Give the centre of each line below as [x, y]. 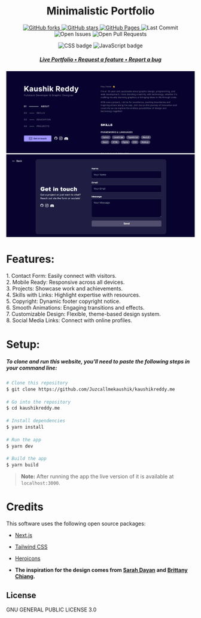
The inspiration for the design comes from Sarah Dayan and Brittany [101, 570]
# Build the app [26, 459]
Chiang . [25, 577]
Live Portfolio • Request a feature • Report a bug [100, 59]
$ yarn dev [20, 446]
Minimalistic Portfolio [100, 11]
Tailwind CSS [31, 547]
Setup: [23, 344]
